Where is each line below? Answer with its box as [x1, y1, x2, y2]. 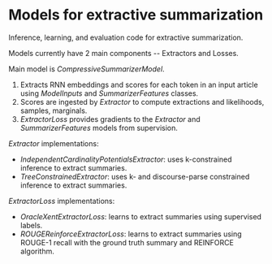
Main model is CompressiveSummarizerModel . [8, 63, 165, 74]
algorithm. [19, 246, 54, 256]
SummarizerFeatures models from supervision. [19, 123, 179, 132]
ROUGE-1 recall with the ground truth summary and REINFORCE [19, 237, 234, 247]
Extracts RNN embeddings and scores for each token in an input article [19, 80, 258, 89]
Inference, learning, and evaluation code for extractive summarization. [8, 32, 244, 42]
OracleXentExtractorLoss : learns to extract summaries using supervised [19, 211, 262, 221]
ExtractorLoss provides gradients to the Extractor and [19, 114, 201, 123]
